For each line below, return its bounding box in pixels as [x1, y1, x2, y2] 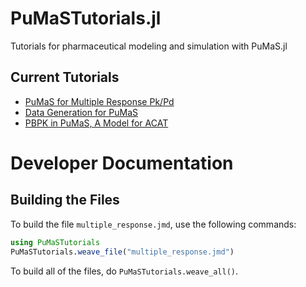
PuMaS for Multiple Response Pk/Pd [24, 95, 175, 107]
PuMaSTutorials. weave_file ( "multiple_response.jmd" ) [10, 247, 235, 257]
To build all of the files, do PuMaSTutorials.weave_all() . [10, 265, 239, 277]
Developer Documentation [10, 152, 234, 174]
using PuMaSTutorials [10, 237, 101, 247]
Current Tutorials [10, 69, 120, 86]
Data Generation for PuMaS [24, 106, 139, 118]
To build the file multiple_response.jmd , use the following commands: [10, 218, 297, 230]
